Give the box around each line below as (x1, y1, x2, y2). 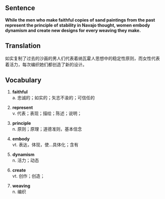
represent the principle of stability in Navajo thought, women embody (5, 22, 150, 28)
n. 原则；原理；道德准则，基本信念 (12, 126, 82, 132)
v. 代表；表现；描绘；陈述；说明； (12, 111, 82, 116)
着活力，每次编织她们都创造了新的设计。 (5, 61, 87, 67)
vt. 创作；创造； (12, 173, 45, 179)
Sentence (5, 4, 35, 12)
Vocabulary (5, 76, 42, 85)
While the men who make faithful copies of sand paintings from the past (5, 17, 156, 23)
